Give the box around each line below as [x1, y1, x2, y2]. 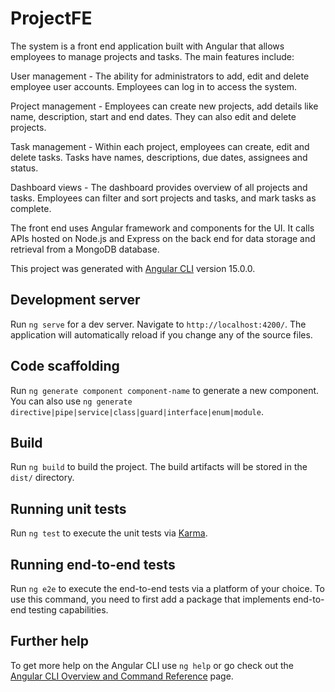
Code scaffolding [10, 358, 120, 375]
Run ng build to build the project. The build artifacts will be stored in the [10, 461, 308, 473]
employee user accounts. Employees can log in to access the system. [10, 80, 298, 92]
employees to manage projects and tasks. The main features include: [10, 50, 295, 62]
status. [10, 162, 39, 174]
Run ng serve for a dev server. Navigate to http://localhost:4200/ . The [10, 318, 307, 330]
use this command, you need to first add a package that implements [10, 593, 291, 605]
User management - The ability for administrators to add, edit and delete [10, 70, 310, 82]
